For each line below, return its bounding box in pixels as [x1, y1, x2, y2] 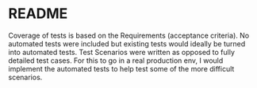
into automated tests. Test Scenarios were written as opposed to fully [8, 47, 236, 57]
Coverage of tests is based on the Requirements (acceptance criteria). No [8, 31, 250, 40]
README [8, 5, 68, 23]
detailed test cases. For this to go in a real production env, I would [8, 56, 224, 65]
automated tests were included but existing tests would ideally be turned [8, 38, 246, 48]
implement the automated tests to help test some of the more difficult [8, 64, 235, 73]
